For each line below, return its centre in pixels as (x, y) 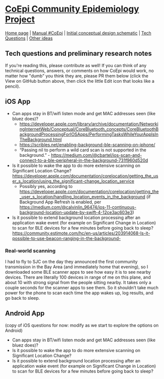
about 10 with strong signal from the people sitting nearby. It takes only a (78, 282)
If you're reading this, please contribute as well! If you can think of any (76, 65)
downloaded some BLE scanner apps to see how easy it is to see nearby (78, 272)
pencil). (13, 86)
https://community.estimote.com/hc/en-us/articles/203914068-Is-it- (81, 233)
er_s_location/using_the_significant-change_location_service (73, 181)
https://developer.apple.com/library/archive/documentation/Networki (89, 124)
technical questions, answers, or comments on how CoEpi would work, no (80, 71)
